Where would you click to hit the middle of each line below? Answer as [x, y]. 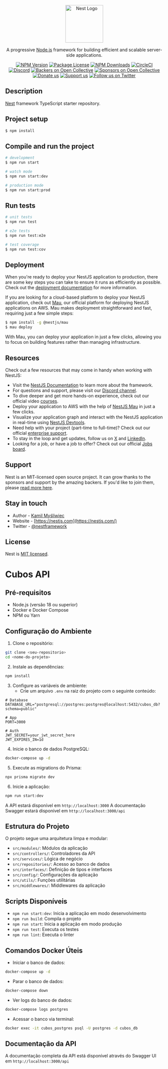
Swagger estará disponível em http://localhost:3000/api [65, 811]
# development [20, 158]
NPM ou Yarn [26, 615]
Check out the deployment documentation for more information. [71, 288]
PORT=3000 [16, 722]
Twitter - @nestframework [40, 526]
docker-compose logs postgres [37, 1009]
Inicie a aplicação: [31, 786]
